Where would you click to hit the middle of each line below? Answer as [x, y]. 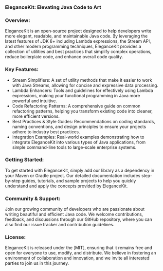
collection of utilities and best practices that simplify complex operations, [78, 52]
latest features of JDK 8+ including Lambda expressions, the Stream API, [78, 41]
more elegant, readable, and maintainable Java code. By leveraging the [76, 36]
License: [15, 237]
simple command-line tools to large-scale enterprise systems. [74, 147]
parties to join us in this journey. [37, 263]
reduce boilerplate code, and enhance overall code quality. [64, 57]
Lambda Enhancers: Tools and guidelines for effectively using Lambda [82, 90]
